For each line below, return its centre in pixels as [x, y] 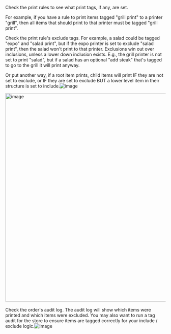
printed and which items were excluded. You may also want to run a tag [80, 315]
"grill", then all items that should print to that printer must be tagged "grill [81, 23]
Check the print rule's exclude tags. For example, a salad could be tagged [83, 38]
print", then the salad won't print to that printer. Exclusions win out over [80, 49]
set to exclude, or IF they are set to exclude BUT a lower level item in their [82, 81]
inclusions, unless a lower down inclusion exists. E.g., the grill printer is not [83, 54]
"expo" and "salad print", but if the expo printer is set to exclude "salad [80, 43]
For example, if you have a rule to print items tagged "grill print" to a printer [84, 17]
